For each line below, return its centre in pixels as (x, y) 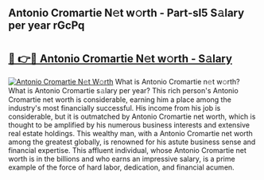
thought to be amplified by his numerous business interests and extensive (129, 125)
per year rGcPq (47, 26)
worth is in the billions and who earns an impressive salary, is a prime (122, 159)
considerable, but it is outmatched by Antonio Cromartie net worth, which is (132, 116)
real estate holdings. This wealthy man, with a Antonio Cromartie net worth (130, 133)
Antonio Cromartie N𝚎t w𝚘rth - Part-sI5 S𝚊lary (126, 13)
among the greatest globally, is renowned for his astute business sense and (132, 142)
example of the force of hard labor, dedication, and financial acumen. (121, 167)
